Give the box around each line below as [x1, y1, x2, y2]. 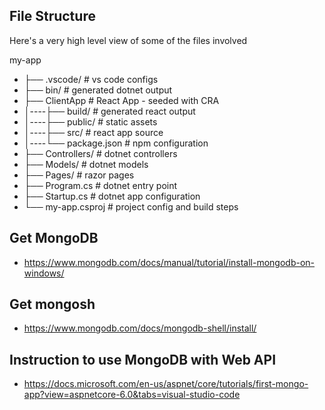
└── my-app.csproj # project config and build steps [23, 200, 239, 213]
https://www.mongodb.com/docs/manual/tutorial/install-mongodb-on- [23, 256, 316, 268]
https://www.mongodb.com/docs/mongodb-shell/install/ [23, 322, 257, 334]
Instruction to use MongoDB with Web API [9, 351, 277, 368]
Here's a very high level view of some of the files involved [9, 34, 248, 46]
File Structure [9, 8, 96, 25]
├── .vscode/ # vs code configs [23, 73, 159, 85]
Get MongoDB [9, 230, 99, 247]
